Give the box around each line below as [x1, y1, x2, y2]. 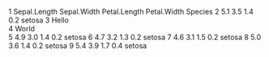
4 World [8, 24, 35, 33]
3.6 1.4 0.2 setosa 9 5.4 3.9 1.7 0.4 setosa [8, 41, 147, 51]
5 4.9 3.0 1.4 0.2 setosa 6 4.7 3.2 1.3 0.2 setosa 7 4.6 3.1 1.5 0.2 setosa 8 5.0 [8, 32, 262, 42]
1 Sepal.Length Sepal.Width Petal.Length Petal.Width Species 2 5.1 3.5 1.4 [8, 7, 254, 16]
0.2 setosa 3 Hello [8, 15, 69, 25]
